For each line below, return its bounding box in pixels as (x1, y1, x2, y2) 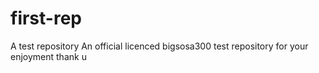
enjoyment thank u (10, 50, 87, 62)
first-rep (10, 7, 82, 30)
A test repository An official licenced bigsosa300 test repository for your (10, 40, 309, 52)
